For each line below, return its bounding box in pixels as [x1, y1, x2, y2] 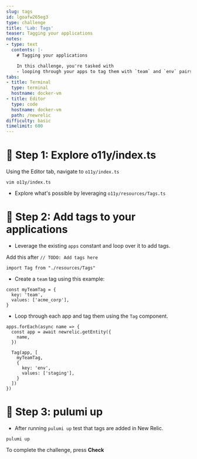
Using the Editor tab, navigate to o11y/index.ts [6, 168, 120, 175]
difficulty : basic [6, 118, 51, 124]
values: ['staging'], [21, 370, 75, 376]
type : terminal [11, 85, 49, 91]
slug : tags [6, 8, 33, 15]
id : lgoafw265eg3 [6, 14, 49, 20]
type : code [11, 101, 38, 107]
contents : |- [11, 47, 43, 53]
